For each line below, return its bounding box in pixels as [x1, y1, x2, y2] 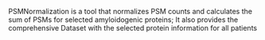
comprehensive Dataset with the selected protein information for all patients [8, 24, 257, 32]
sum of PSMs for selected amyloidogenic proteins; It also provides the [8, 15, 239, 24]
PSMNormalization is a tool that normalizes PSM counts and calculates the [8, 7, 253, 16]
